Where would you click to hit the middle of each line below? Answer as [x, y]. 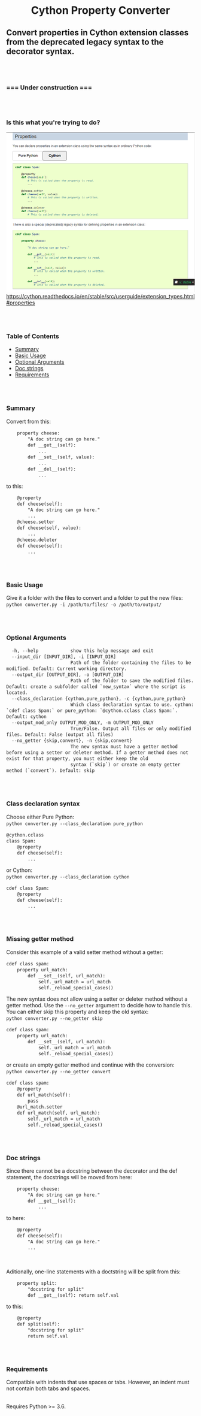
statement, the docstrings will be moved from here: [69, 1178]
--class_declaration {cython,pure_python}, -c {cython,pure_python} [99, 699]
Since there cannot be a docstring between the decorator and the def [92, 1171]
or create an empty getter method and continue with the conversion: [90, 1065]
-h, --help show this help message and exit [83, 651]
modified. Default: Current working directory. [67, 669]
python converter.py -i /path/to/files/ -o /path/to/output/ [84, 605]
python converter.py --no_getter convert [59, 1071]
